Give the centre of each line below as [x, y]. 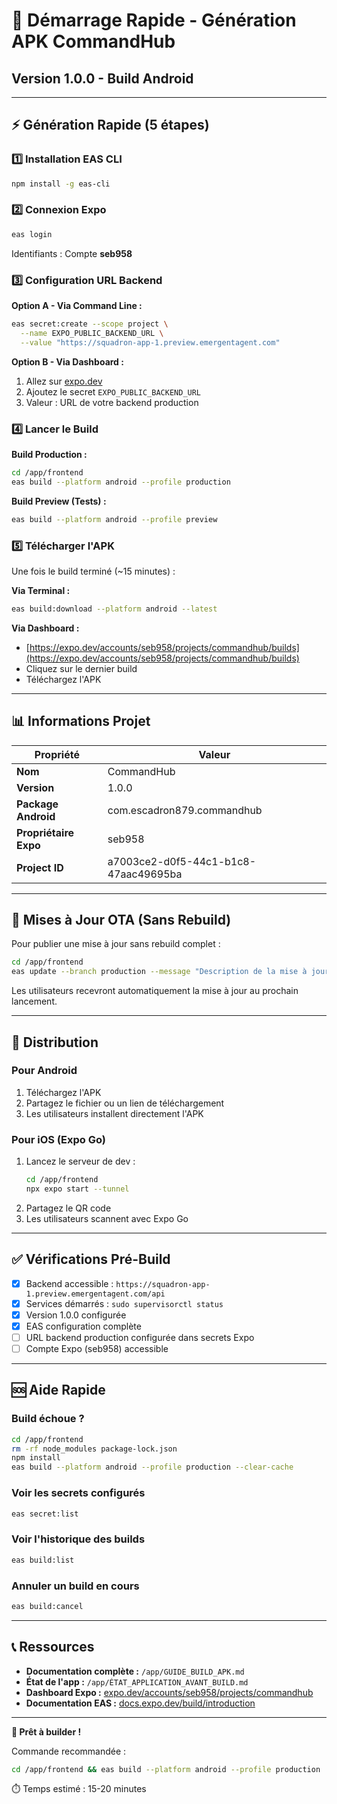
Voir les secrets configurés [78, 1493]
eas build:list [43, 1560]
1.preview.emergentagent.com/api [95, 1294]
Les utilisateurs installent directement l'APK [114, 1113]
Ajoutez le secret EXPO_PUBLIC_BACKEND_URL [113, 391]
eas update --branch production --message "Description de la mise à [159, 972]
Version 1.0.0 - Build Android [102, 78]
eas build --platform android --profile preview [114, 519]
